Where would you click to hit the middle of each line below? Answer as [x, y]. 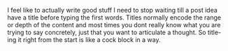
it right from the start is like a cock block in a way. [89, 40]
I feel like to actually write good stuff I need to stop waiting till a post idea [113, 10]
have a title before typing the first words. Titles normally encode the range [114, 17]
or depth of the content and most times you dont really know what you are [114, 25]
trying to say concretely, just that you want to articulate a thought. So [107, 32]
